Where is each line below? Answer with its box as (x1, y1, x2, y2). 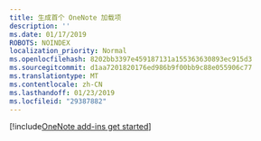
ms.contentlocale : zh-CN (9, 80, 103, 89)
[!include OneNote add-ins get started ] (9, 121, 152, 132)
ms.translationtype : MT (9, 72, 99, 81)
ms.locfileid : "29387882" (9, 96, 107, 106)
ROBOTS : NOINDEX (9, 38, 70, 48)
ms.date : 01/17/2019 (9, 30, 88, 39)
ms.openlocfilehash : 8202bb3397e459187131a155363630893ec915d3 (9, 55, 253, 64)
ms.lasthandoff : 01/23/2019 (9, 88, 116, 97)
